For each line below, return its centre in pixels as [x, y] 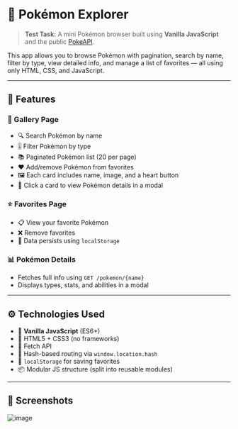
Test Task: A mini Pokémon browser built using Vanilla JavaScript [122, 34]
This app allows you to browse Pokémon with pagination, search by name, [116, 55]
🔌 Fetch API [34, 346]
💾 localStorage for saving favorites [69, 362]
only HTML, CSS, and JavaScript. [56, 70]
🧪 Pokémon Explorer [68, 15]
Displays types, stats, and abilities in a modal [83, 285]
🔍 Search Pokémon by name [60, 135]
